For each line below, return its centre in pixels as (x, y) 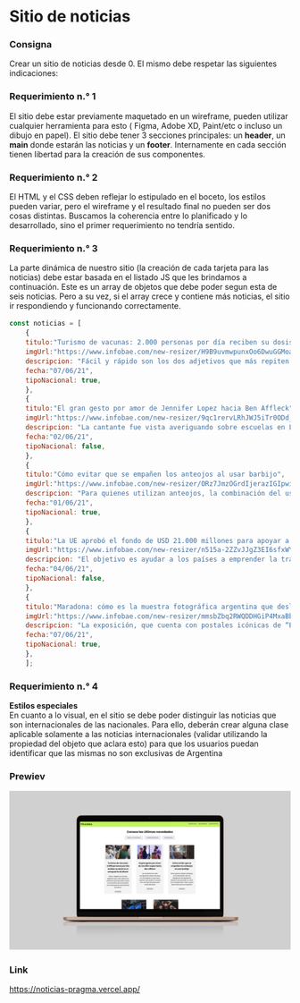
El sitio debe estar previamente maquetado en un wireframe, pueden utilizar (149, 116)
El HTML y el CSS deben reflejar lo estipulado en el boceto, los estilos (137, 197)
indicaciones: (34, 73)
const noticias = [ (46, 324)
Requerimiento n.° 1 (53, 97)
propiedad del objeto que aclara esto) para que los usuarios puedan (134, 744)
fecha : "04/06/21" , (59, 569)
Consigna (30, 45)
